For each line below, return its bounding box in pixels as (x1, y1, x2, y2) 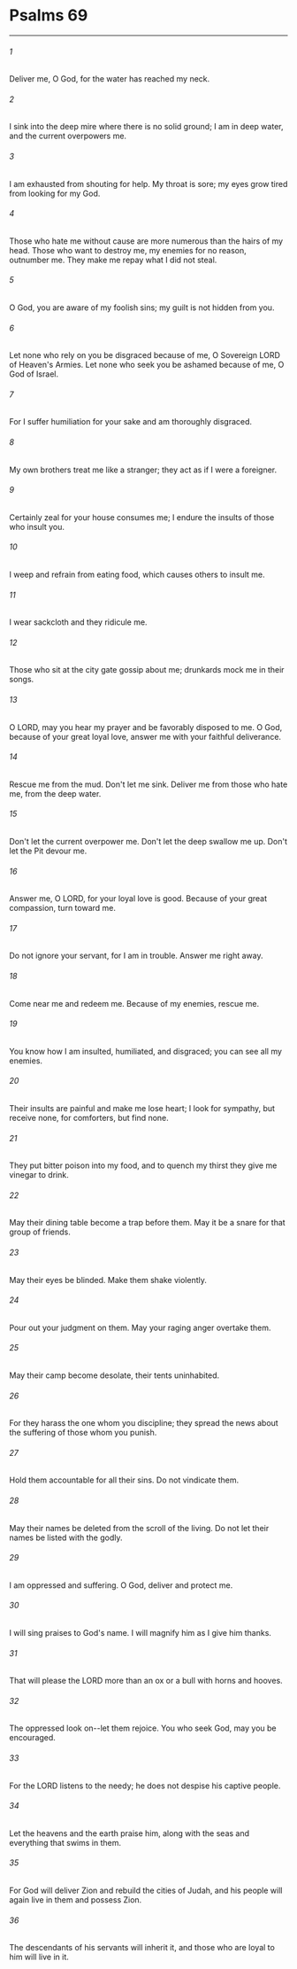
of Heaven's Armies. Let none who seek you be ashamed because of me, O (9, 360, 285, 370)
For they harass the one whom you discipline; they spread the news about (9, 1418, 278, 1428)
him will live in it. (9, 1951, 69, 1963)
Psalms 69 (9, 5, 88, 26)
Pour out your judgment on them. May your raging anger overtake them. (9, 1322, 271, 1333)
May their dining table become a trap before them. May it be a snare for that (9, 1218, 286, 1228)
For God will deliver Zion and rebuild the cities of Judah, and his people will (9, 1885, 283, 1896)
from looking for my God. (9, 188, 101, 198)
